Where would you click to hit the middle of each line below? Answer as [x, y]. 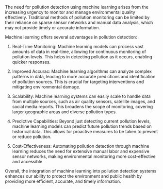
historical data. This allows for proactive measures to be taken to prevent [85, 131]
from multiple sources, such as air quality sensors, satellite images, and [83, 101]
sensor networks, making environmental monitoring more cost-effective [84, 156]
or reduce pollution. [32, 137]
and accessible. [28, 162]
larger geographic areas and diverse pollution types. [65, 112]
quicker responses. [31, 62]
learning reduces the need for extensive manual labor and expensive [81, 151]
